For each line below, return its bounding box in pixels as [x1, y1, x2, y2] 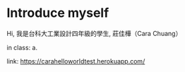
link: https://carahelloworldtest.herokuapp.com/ [6, 56, 145, 65]
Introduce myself [6, 5, 109, 21]
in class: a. [6, 43, 38, 52]
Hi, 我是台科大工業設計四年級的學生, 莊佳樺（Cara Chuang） [6, 29, 182, 37]
